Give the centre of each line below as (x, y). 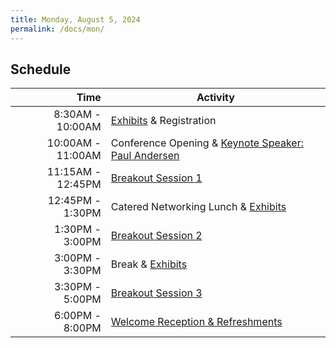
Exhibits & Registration (163, 121)
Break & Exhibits (149, 264)
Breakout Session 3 (156, 293)
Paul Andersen (145, 156)
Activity (215, 98)
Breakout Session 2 (156, 236)
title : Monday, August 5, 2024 (75, 19)
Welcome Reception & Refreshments (196, 322)
